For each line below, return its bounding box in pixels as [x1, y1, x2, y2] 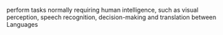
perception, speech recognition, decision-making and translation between [6, 13, 217, 21]
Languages [6, 21, 39, 28]
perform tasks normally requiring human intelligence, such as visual [6, 6, 199, 14]
